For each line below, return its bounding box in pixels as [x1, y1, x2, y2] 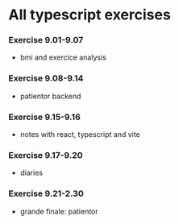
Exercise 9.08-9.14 [8, 73, 84, 84]
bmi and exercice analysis [19, 52, 106, 62]
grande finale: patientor [19, 206, 98, 216]
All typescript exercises [8, 6, 171, 24]
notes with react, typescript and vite [19, 130, 141, 139]
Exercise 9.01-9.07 [8, 35, 84, 46]
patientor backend [19, 91, 81, 101]
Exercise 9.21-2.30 [8, 188, 85, 199]
